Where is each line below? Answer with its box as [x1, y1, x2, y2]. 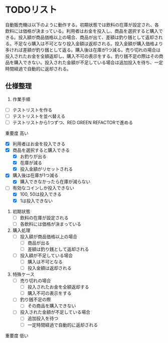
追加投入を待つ [27, 315, 59, 321]
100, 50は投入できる [20, 191, 62, 197]
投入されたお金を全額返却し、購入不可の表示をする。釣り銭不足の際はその [5, 53, 159, 59]
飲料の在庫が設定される [20, 214, 69, 221]
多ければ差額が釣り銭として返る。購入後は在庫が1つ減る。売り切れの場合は [5, 47, 161, 53]
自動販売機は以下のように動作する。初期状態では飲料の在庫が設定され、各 [5, 22, 159, 28]
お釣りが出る [20, 153, 47, 159]
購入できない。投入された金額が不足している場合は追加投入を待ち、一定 [14, 59, 163, 65]
